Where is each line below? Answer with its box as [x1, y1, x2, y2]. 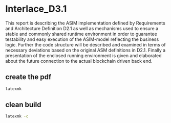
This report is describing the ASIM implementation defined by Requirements [5, 20, 165, 26]
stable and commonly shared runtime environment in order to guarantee [5, 31, 157, 37]
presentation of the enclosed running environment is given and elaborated [5, 52, 162, 59]
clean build [5, 101, 41, 109]
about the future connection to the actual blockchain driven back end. [5, 58, 153, 64]
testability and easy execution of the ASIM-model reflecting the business [5, 36, 159, 42]
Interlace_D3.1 [5, 3, 67, 15]
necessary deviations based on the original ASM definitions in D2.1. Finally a [5, 47, 166, 53]
